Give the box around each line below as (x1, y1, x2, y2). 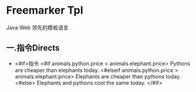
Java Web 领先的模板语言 (6, 24, 69, 31)
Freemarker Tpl (6, 4, 83, 17)
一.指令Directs (6, 43, 60, 53)
